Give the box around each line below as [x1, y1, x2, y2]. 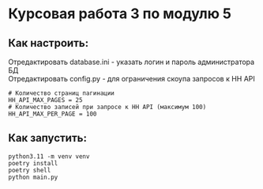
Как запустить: [8, 131, 87, 145]
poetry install [8, 159, 58, 167]
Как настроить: [8, 36, 89, 50]
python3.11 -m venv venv [8, 152, 90, 161]
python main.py [8, 173, 58, 181]
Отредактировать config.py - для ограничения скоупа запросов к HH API [8, 74, 255, 83]
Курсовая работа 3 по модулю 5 [8, 5, 231, 23]
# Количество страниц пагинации [8, 89, 115, 97]
